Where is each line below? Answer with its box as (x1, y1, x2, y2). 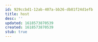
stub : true (5, 29, 27, 34)
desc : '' (5, 16, 23, 21)
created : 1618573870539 (5, 25, 54, 30)
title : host (5, 12, 29, 16)
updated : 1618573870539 (5, 20, 54, 26)
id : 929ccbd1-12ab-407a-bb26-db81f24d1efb (5, 7, 93, 12)
